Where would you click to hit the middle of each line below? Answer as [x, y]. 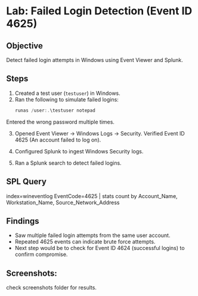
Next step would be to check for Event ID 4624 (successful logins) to [100, 248]
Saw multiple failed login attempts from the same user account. [92, 235]
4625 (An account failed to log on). [58, 140]
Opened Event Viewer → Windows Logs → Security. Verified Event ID [100, 133]
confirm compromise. [41, 254]
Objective [25, 46]
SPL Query [26, 182]
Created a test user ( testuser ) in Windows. [67, 93]
